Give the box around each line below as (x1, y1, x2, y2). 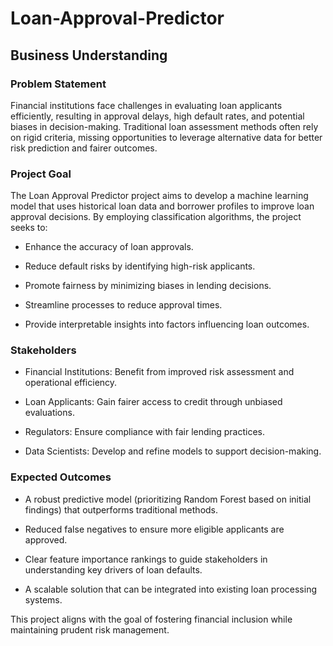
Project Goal (10, 167, 72, 181)
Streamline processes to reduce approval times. (24, 299, 223, 311)
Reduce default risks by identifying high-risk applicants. (24, 260, 256, 272)
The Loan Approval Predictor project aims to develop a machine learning (10, 190, 309, 202)
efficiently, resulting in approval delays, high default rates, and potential (10, 110, 305, 122)
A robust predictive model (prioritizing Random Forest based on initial (24, 493, 312, 505)
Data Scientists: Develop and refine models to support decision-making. (24, 445, 322, 457)
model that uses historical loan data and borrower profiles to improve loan (10, 200, 315, 212)
